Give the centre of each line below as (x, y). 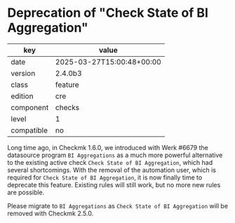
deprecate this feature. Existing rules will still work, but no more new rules (114, 184)
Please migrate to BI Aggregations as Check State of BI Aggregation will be (118, 205)
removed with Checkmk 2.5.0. (51, 213)
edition (22, 96)
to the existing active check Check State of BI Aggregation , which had (110, 162)
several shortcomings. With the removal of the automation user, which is (112, 170)
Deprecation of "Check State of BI (108, 13)
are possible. (26, 192)
